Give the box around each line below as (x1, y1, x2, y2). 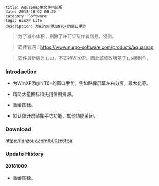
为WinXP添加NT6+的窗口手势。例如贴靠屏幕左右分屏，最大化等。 (12, 80, 151, 86)
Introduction (5, 68, 37, 75)
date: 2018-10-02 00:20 (5, 9, 56, 14)
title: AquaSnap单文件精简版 (5, 5, 63, 10)
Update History (5, 150, 44, 157)
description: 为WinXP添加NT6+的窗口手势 (5, 24, 86, 29)
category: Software (5, 14, 47, 19)
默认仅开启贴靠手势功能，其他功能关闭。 (12, 113, 98, 119)
